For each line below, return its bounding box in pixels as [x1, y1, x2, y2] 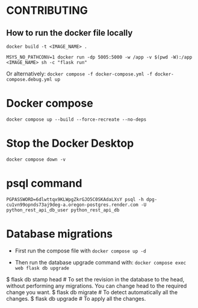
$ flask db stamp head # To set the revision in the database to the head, [6, 275, 185, 283]
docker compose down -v [6, 156, 66, 162]
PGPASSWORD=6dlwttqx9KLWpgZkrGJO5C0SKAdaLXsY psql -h [6, 196, 144, 202]
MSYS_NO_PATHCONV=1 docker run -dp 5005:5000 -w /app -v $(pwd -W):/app [6, 54, 193, 60]
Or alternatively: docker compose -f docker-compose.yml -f [6, 70, 152, 77]
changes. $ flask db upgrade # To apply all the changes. [6, 295, 146, 302]
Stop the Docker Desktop [6, 136, 134, 150]
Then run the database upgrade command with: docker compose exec [14, 258, 187, 266]
